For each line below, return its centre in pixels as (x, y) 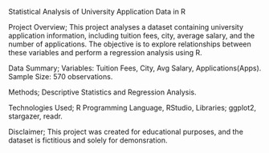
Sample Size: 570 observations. (61, 76)
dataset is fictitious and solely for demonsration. (88, 140)
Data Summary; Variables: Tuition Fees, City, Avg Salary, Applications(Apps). (135, 68)
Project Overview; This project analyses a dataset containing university (126, 27)
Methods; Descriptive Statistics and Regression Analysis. (102, 92)
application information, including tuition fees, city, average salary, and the (132, 36)
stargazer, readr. (35, 116)
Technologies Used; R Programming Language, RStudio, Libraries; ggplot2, (132, 108)
